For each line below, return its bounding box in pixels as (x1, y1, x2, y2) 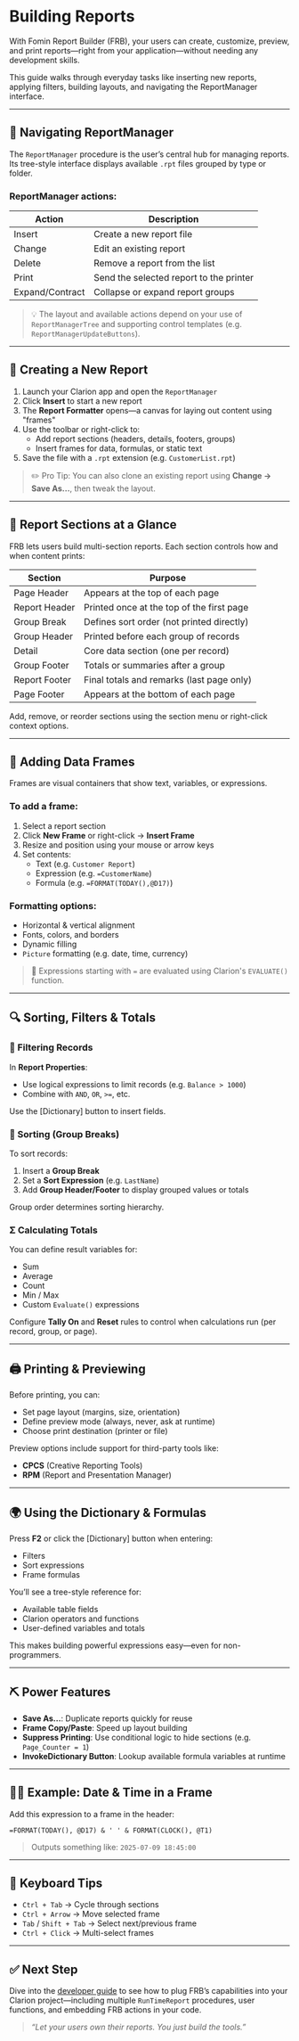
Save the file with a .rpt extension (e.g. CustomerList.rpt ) (21, 452, 236, 463)
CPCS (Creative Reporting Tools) (21, 1460, 143, 1471)
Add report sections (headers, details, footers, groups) (35, 433, 236, 444)
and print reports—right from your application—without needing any (9, 45, 259, 55)
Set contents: (21, 848, 71, 859)
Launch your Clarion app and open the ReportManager (21, 386, 218, 397)
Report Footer (13, 673, 72, 685)
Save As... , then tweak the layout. (30, 483, 156, 494)
